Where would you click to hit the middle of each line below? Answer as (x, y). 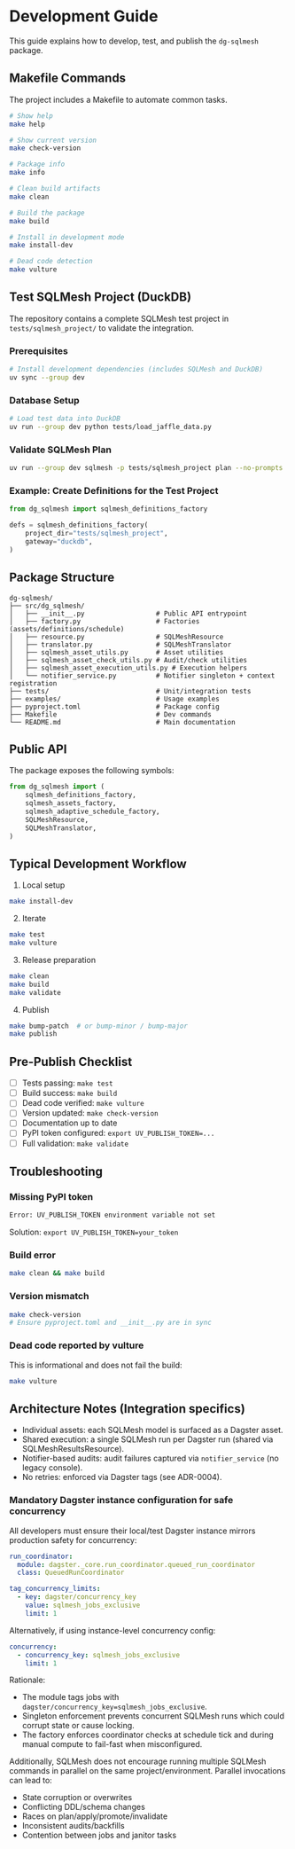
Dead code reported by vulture (77, 1345)
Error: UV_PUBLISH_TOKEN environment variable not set (113, 1215)
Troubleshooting (56, 1171)
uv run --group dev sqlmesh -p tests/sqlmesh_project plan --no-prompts (146, 468)
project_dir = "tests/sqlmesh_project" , (97, 534)
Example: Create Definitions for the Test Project (114, 491)
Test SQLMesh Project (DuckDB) (101, 298)
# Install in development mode (67, 237)
